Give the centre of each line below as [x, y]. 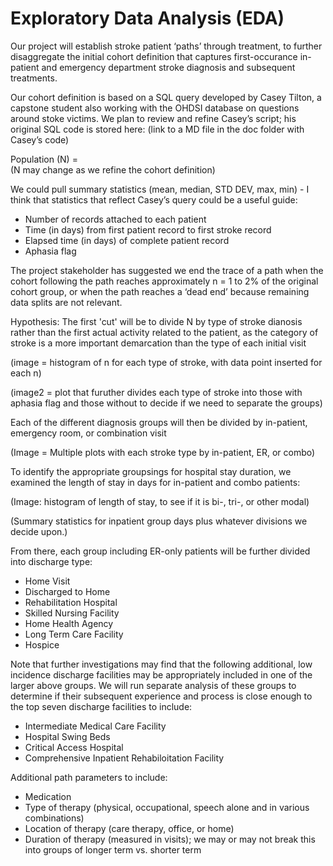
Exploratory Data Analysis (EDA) [147, 18]
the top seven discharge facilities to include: [101, 706]
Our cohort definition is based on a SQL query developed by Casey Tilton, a [166, 97]
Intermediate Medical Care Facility [95, 726]
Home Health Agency [69, 623]
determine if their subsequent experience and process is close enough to [161, 696]
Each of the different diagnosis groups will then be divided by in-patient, [159, 422]
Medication [48, 796]
